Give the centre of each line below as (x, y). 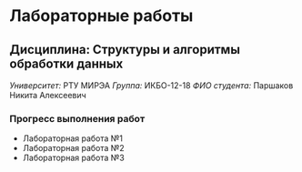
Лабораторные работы (101, 16)
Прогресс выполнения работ (77, 118)
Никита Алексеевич (48, 95)
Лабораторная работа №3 (73, 158)
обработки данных (66, 63)
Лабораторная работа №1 (73, 138)
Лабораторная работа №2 (73, 148)
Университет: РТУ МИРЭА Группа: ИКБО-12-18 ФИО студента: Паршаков (151, 86)
